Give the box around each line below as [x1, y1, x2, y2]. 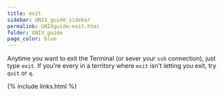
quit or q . [7, 69, 34, 77]
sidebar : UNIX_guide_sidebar [7, 16, 91, 23]
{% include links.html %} [7, 82, 77, 91]
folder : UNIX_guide [7, 29, 63, 36]
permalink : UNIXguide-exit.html [7, 23, 100, 29]
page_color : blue [7, 36, 57, 43]
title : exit [7, 10, 41, 17]
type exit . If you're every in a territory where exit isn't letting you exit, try [7, 62, 217, 70]
